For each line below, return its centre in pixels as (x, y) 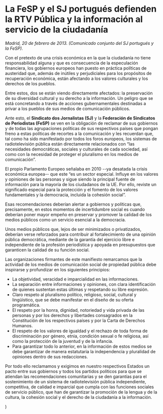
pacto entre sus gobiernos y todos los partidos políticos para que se (73, 371)
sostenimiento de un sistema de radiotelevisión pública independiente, (76, 381)
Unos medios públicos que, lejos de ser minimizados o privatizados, (73, 229)
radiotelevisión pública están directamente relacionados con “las (70, 144)
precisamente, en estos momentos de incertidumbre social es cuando (75, 209)
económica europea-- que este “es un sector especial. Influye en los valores (82, 174)
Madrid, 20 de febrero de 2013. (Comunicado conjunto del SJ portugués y (80, 43)
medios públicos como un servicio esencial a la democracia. (65, 220)
